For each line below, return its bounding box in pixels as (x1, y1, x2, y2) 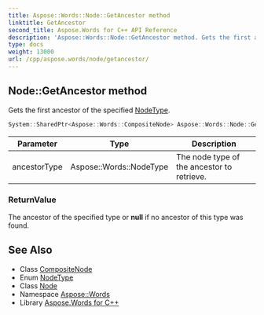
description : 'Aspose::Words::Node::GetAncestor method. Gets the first (8, 33, 251, 42)
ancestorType (12, 161, 63, 172)
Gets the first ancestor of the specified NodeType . (8, 105, 170, 115)
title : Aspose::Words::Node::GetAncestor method (8, 11, 170, 20)
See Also (8, 244, 53, 257)
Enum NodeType (19, 273, 74, 282)
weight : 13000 (8, 48, 55, 56)
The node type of (175, 151, 240, 162)
